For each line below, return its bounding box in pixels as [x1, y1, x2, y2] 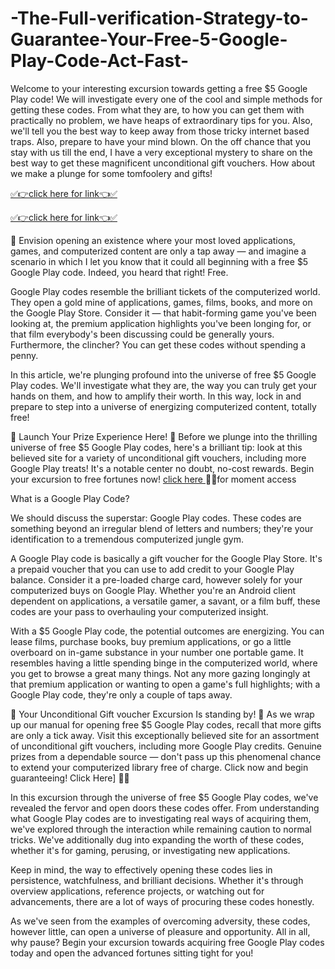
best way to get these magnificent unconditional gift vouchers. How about [10, 157, 316, 169]
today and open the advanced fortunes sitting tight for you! [10, 947, 254, 959]
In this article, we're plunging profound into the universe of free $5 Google [10, 368, 317, 381]
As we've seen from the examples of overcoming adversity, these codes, [10, 915, 311, 927]
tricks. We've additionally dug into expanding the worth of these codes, [10, 833, 305, 846]
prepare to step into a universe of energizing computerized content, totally [10, 400, 317, 412]
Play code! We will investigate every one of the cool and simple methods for [10, 93, 323, 105]
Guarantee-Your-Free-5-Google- [10, 28, 288, 51]
